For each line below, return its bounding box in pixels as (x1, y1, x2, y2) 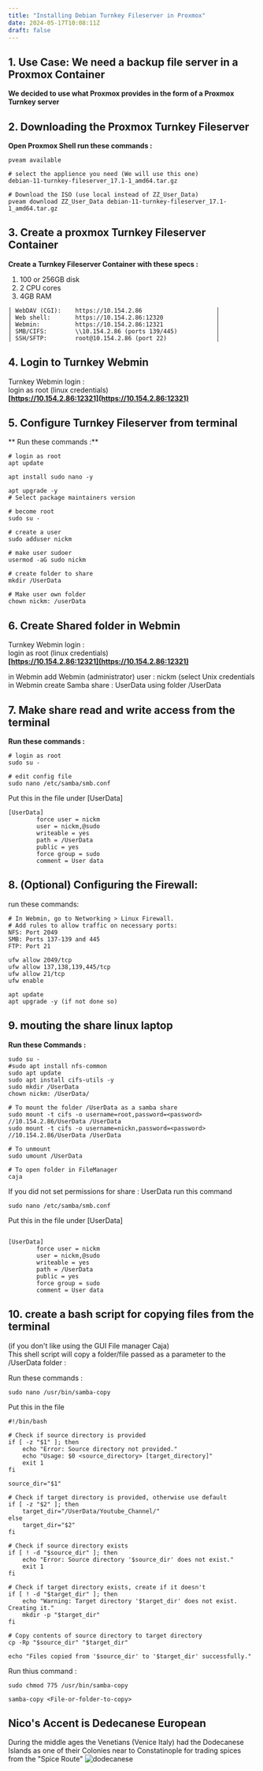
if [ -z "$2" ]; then (8, 1500, 80, 1508)
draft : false (8, 26, 51, 34)
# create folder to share (8, 570, 93, 578)
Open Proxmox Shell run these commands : (8, 141, 153, 150)
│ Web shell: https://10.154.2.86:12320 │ (8, 313, 220, 321)
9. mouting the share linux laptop (8, 1019, 173, 1033)
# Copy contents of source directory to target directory (8, 1631, 202, 1639)
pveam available (8, 156, 61, 164)
